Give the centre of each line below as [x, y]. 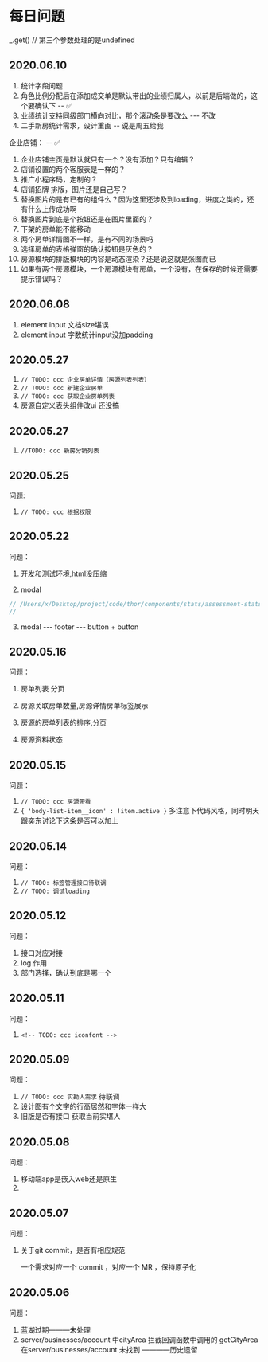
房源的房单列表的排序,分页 [63, 722]
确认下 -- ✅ [53, 105]
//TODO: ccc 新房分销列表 [60, 451]
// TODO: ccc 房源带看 [56, 802]
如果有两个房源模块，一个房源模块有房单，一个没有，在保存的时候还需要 [139, 268]
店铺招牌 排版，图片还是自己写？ [74, 189]
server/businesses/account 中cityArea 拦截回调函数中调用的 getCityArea [139, 1340]
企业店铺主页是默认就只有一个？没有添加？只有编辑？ [108, 159]
